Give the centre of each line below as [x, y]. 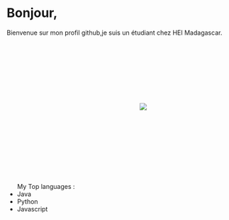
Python [27, 201]
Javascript [32, 209]
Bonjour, [32, 13]
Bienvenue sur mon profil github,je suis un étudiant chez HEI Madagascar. [114, 33]
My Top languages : [46, 186]
